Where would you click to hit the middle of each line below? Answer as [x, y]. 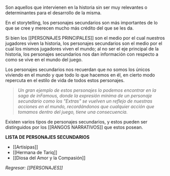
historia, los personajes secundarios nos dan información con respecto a [82, 54]
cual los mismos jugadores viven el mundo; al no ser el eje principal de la [82, 49]
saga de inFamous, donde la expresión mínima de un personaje [85, 96]
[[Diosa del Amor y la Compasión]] [49, 158]
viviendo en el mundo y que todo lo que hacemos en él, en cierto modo [80, 75]
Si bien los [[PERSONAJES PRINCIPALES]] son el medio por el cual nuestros [85, 38]
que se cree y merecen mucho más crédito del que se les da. [69, 28]
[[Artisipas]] [25, 147]
